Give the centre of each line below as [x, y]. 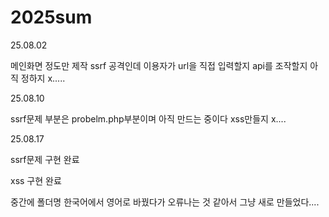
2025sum [51, 17]
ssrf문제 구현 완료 [45, 159]
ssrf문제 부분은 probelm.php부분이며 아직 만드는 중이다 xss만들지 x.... [148, 118]
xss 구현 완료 [36, 180]
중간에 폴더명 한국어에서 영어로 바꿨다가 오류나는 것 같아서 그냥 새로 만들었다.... [165, 202]
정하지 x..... [43, 78]
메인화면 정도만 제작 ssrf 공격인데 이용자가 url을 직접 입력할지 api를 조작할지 [159, 65]
